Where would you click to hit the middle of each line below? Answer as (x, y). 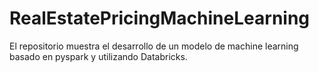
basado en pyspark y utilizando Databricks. (98, 56)
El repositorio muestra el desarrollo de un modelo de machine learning (154, 46)
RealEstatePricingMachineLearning (160, 18)
